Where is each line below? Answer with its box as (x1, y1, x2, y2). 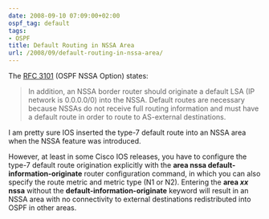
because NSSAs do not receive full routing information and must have (27, 103, 259, 113)
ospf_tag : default (8, 19, 70, 27)
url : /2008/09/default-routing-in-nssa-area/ (8, 49, 163, 57)
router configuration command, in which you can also (84, 169, 261, 178)
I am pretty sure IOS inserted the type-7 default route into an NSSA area (8, 128, 247, 137)
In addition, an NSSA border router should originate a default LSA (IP (27, 87, 255, 96)
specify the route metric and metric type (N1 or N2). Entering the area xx (8, 177, 249, 187)
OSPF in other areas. (8, 203, 77, 213)
